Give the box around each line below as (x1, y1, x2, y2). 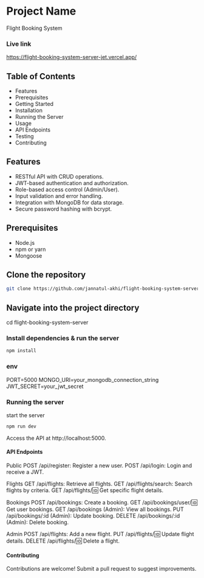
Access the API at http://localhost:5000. (6, 434, 106, 442)
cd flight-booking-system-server (6, 319, 89, 326)
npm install (6, 348, 36, 354)
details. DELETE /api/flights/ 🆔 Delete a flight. (6, 537, 120, 545)
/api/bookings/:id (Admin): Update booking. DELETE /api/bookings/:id (6, 512, 180, 520)
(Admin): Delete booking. (6, 519, 69, 526)
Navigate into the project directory (6, 303, 140, 313)
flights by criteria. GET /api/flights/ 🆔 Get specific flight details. (6, 487, 164, 494)
